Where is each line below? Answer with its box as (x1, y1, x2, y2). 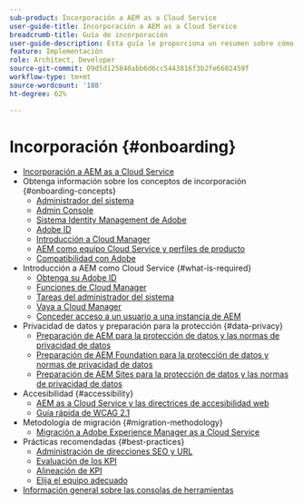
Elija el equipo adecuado (35, 475, 129, 486)
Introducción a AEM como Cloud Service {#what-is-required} (22, 262, 252, 273)
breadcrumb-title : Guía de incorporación (9, 30, 169, 39)
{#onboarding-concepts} (22, 185, 116, 196)
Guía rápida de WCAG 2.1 (35, 408, 131, 419)
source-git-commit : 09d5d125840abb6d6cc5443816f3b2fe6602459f (9, 64, 249, 74)
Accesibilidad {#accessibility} (22, 388, 134, 400)
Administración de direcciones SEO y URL (35, 446, 193, 457)
